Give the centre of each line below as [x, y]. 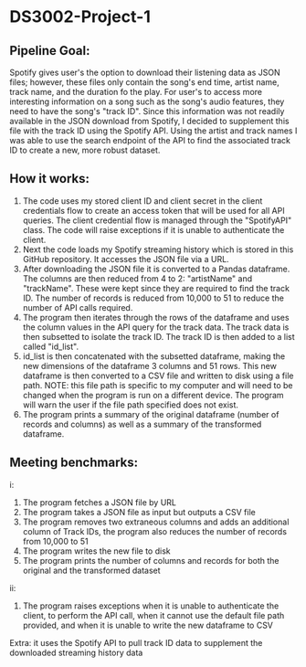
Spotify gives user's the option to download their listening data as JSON [145, 72]
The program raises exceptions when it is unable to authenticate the [151, 606]
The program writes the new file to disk [96, 551]
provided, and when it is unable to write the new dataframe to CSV [148, 625]
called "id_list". [51, 346]
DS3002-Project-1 [80, 17]
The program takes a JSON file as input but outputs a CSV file [139, 512]
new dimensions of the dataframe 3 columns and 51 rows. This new [149, 365]
